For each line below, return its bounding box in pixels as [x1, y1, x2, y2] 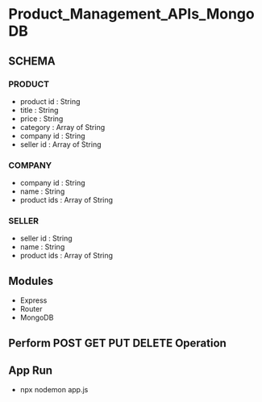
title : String [19, 105, 59, 115]
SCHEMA [8, 54, 56, 68]
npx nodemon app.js [19, 385, 89, 395]
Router [19, 304, 43, 314]
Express [19, 295, 48, 305]
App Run [8, 364, 53, 378]
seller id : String [19, 233, 73, 243]
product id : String [19, 96, 81, 106]
